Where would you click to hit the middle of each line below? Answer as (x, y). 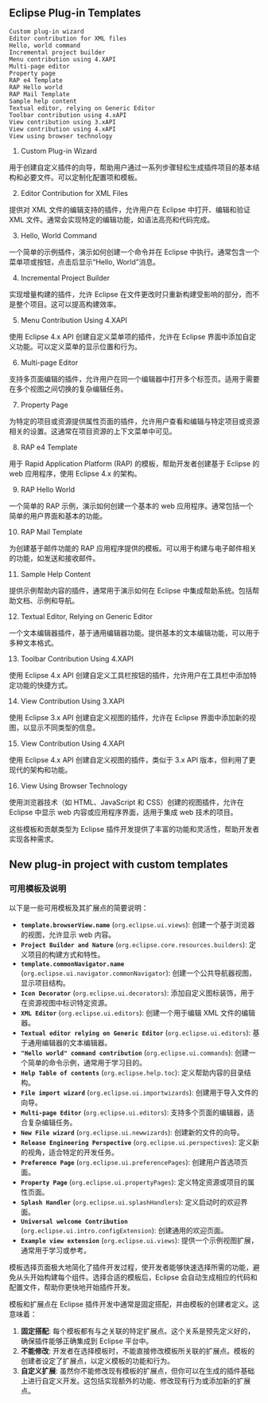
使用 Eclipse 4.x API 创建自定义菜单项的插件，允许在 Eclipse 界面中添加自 (129, 336)
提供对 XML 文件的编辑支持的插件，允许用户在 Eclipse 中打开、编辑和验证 (130, 210)
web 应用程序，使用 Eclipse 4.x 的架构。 (75, 473)
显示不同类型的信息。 (65, 727)
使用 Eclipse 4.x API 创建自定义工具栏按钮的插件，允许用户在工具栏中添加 (129, 675)
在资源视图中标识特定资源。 (66, 1002)
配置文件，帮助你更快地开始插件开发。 (72, 1287)
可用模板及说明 (38, 889)
